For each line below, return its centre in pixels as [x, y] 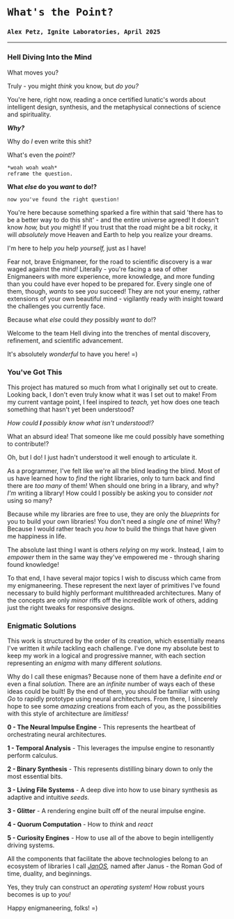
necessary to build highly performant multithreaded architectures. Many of [114, 593]
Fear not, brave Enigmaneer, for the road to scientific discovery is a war [110, 261]
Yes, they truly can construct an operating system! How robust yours [106, 887]
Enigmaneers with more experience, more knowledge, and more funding [111, 276]
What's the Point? [60, 12]
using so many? [30, 501]
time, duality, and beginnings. [49, 874]
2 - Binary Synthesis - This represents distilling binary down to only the [110, 769]
